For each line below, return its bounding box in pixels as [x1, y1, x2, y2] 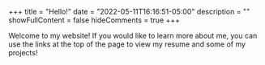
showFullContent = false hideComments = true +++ [8, 15, 181, 25]
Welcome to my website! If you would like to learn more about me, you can [8, 31, 258, 40]
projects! [8, 48, 38, 57]
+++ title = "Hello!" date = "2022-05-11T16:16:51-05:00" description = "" [8, 7, 250, 16]
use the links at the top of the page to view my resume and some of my [8, 39, 246, 49]
